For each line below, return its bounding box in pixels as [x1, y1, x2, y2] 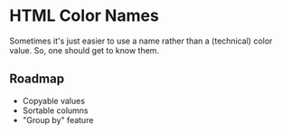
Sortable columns [22, 105, 89, 116]
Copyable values [22, 95, 86, 106]
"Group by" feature [22, 114, 94, 125]
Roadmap [9, 72, 65, 87]
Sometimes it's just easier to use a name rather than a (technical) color [9, 35, 273, 46]
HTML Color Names [9, 5, 160, 26]
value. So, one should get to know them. [9, 44, 160, 55]
